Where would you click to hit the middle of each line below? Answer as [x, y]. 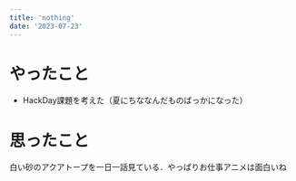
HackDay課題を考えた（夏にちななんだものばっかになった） [135, 100]
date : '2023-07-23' [46, 26]
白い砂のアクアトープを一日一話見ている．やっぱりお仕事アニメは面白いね [148, 167]
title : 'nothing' [42, 18]
